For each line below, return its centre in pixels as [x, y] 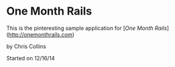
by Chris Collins [26, 46]
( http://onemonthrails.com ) [41, 34]
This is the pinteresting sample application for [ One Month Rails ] [88, 28]
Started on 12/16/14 [31, 58]
